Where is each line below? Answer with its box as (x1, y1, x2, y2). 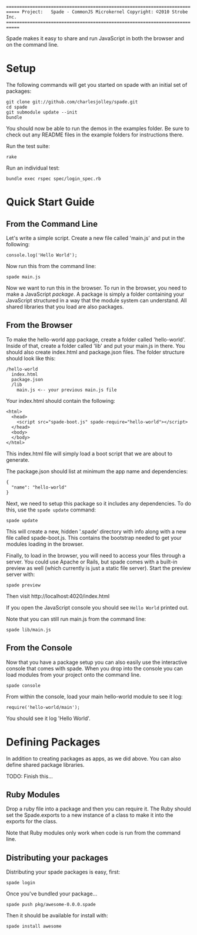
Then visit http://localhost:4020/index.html (6, 592, 110, 600)
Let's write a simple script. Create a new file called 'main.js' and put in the (6, 234, 185, 242)
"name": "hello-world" (11, 484, 67, 490)
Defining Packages (6, 735, 101, 748)
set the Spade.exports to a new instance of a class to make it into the (6, 812, 173, 819)
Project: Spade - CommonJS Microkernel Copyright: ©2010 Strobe (21, 9, 188, 15)
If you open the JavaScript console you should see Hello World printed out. (6, 604, 189, 611)
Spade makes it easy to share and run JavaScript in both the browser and (6, 35, 184, 42)
